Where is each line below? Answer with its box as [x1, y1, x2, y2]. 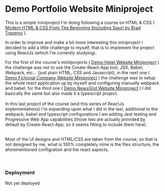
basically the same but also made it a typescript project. [5, 90, 118, 96]
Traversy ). [5, 30, 27, 36]
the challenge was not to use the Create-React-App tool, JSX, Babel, [5, 64, 143, 70]
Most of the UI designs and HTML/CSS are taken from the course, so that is [5, 136, 158, 142]
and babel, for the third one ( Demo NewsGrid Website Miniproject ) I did [5, 85, 151, 91]
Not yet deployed [5, 180, 40, 186]
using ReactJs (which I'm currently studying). [5, 50, 97, 56]
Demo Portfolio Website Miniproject [5, 3, 153, 15]
